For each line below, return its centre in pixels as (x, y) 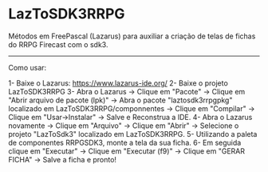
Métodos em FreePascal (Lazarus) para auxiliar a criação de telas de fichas (132, 36)
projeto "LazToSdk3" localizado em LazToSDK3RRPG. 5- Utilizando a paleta (133, 134)
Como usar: (28, 67)
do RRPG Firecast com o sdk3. (58, 44)
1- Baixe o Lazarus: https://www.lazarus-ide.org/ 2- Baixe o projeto (118, 83)
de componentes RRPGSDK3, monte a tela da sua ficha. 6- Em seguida (125, 142)
